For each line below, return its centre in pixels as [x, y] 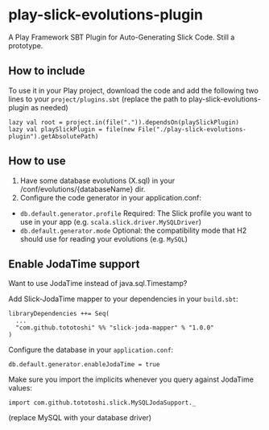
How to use [37, 161]
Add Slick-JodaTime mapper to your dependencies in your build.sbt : [124, 299]
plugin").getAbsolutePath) [54, 136]
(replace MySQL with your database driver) [80, 418]
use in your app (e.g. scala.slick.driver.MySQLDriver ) [111, 221]
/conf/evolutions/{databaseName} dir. [83, 189]
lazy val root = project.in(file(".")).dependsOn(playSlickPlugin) [124, 122]
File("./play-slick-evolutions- [192, 129]
